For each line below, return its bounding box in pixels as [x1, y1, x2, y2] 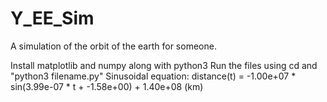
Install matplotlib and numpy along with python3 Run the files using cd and [10, 59, 318, 71]
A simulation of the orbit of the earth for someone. [10, 40, 217, 52]
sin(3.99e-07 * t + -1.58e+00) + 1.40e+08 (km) [10, 80, 204, 92]
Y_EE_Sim [10, 7, 95, 30]
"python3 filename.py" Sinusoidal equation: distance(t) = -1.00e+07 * [10, 70, 297, 82]
